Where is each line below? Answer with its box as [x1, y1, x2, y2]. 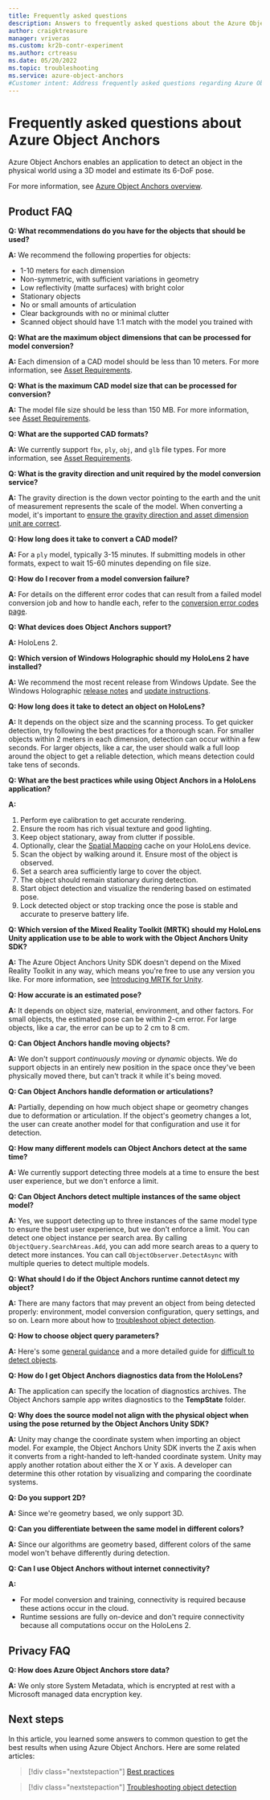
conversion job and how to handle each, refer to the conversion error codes [8, 598, 260, 608]
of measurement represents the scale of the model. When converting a [8, 502, 243, 512]
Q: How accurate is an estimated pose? [8, 990, 142, 1000]
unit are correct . [8, 519, 62, 528]
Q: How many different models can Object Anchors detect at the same [8, 1144, 247, 1153]
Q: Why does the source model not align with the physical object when [8, 1411, 249, 1420]
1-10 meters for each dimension [19, 266, 125, 276]
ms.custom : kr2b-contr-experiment [8, 42, 125, 50]
